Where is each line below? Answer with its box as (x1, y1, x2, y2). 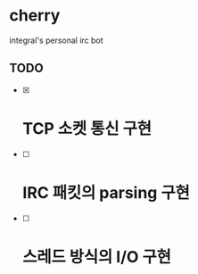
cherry (9, 5, 61, 26)
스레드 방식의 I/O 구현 (21, 246, 172, 267)
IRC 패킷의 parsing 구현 (21, 182, 190, 203)
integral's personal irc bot (9, 35, 104, 46)
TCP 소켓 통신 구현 (21, 118, 152, 138)
